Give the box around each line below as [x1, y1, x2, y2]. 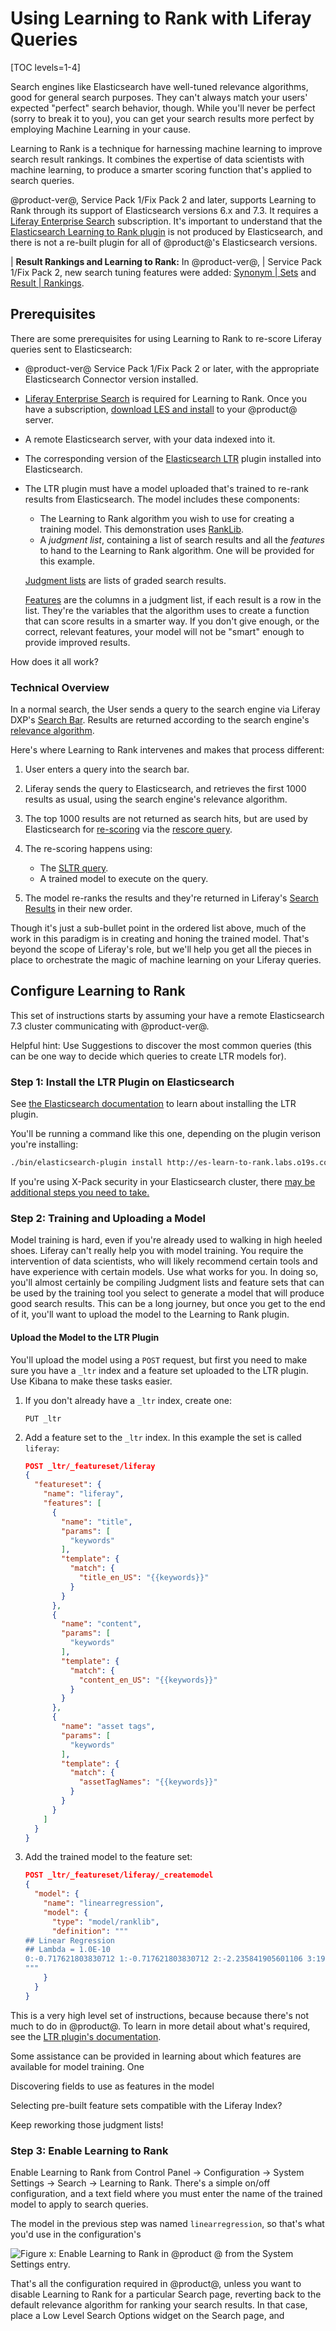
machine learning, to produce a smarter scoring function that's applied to [10, 163, 312, 176]
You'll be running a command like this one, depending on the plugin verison [10, 1128, 322, 1140]
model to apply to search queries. [10, 2198, 149, 2210]
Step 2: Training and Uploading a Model [10, 1211, 207, 1225]
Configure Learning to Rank [10, 983, 186, 1000]
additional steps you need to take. [10, 1187, 150, 1199]
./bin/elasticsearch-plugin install [10, 1158, 163, 1168]
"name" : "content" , [61, 1619, 142, 1629]
